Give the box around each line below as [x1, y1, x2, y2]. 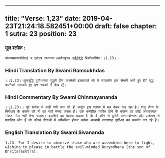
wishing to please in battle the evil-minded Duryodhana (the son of [5, 144, 151, 150]
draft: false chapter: [95, 22, 157, 30]
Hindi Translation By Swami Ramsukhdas [5, 67, 105, 74]
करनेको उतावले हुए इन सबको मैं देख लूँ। [5, 82, 66, 87]
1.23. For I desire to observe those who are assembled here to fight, [5, 140, 155, 145]
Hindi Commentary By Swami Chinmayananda [5, 94, 118, 101]
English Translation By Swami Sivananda [5, 129, 105, 136]
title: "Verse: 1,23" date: [5, 14, 81, 23]
